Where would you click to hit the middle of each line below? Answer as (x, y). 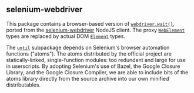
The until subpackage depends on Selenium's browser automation (88, 47)
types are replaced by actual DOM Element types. (66, 36)
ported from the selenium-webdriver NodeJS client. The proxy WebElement (96, 30)
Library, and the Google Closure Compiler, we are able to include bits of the (97, 72)
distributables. (24, 85)
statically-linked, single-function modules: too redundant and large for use (96, 60)
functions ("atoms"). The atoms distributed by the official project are (89, 54)
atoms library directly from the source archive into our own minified (88, 78)
